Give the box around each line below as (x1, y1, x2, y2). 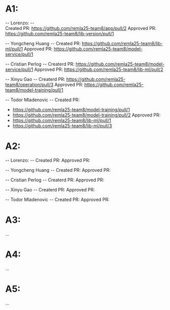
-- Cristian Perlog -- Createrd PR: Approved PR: (5, 177, 105, 183)
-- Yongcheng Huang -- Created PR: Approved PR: (5, 167, 111, 173)
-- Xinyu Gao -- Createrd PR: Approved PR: (5, 186, 95, 192)
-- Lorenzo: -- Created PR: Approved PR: (5, 157, 90, 163)
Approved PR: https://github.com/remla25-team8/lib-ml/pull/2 (34, 66, 163, 72)
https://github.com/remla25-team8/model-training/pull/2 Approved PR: (12, 112, 161, 118)
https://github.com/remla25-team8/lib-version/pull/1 (5, 30, 114, 36)
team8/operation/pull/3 (5, 82, 54, 88)
